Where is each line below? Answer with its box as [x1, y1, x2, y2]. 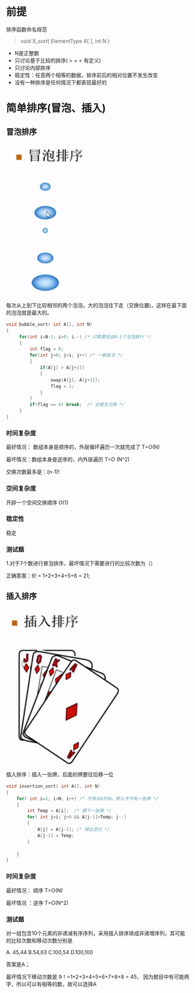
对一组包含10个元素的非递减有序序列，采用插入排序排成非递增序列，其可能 [6, 929, 186, 937]
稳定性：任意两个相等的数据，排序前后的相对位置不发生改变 [14, 71, 158, 78]
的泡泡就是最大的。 [6, 309, 53, 316]
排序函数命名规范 [6, 26, 47, 33]
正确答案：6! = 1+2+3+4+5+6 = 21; [6, 572, 90, 580]
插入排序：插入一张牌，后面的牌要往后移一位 [6, 771, 114, 778]
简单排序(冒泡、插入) [6, 102, 106, 115]
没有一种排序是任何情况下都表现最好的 [14, 78, 107, 85]
